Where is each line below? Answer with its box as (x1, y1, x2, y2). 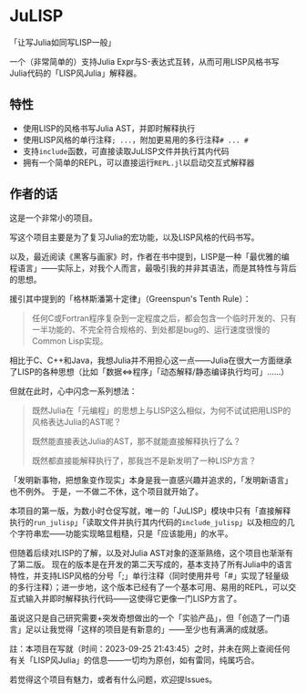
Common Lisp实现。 (31, 335, 108, 346)
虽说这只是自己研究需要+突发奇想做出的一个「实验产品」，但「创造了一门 (9, 612, 282, 623)
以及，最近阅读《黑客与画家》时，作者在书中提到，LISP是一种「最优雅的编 (9, 251, 290, 262)
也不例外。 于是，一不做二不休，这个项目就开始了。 (9, 485, 203, 497)
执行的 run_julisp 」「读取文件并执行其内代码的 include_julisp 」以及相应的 (9, 516, 287, 527)
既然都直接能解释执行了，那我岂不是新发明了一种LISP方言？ (31, 455, 257, 466)
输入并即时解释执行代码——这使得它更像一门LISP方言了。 (25, 593, 242, 604)
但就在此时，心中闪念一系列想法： (9, 385, 138, 397)
